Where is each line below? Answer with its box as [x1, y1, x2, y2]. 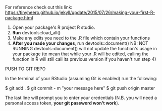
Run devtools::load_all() [12, 30, 61, 35]
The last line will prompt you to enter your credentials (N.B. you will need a [5, 95, 157, 101]
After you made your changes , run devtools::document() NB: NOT [12, 40, 149, 46]
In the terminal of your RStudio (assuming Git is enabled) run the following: [5, 76, 158, 81]
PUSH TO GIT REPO [5, 66, 46, 72]
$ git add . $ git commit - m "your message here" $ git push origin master [5, 85, 155, 91]
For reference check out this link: [5, 4, 73, 10]
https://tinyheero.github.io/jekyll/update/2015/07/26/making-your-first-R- [5, 9, 155, 15]
